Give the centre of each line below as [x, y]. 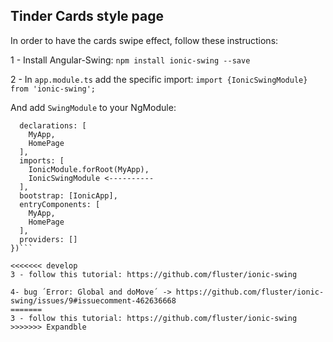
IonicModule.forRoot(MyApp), [89, 169]
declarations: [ [53, 125]
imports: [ [42, 160]
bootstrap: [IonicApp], [68, 195]
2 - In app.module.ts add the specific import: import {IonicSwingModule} [159, 79]
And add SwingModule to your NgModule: [93, 107]
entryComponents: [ [60, 204]
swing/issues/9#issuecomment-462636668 [93, 300]
